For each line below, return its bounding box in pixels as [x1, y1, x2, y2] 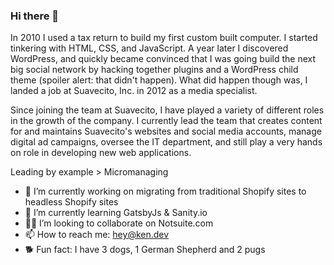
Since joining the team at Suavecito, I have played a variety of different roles [10, 104, 325, 116]
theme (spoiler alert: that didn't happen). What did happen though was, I [10, 74, 308, 86]
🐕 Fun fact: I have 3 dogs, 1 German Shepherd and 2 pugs [24, 244, 266, 256]
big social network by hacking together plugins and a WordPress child [10, 64, 299, 76]
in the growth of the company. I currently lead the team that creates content [10, 115, 323, 127]
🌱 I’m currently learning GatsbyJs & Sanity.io [24, 207, 208, 219]
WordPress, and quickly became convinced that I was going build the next [10, 53, 317, 65]
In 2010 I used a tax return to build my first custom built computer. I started [10, 32, 318, 44]
